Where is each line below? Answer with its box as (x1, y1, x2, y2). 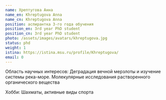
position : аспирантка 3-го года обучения (5, 21, 94, 27)
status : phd (5, 41, 30, 46)
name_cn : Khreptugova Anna (5, 17, 62, 22)
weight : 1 (5, 45, 26, 50)
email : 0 (5, 54, 24, 60)
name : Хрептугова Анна (5, 7, 53, 13)
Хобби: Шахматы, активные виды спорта (5, 89, 94, 95)
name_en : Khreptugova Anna (5, 12, 62, 17)
